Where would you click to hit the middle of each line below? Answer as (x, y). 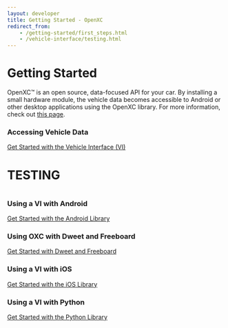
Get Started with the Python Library (58, 317)
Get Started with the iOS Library (52, 284)
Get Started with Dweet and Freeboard (62, 252)
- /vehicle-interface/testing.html (71, 39)
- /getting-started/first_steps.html (74, 33)
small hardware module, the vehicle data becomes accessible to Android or (114, 100)
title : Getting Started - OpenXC (55, 20)
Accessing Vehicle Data (48, 132)
